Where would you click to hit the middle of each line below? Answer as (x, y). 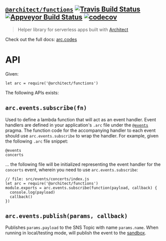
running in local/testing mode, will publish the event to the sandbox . (76, 233)
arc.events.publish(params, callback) (67, 216)
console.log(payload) (33, 192)
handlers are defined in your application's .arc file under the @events (77, 125)
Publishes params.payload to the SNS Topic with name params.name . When (82, 228)
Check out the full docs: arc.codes (41, 39)
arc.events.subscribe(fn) (46, 108)
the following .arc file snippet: (37, 141)
